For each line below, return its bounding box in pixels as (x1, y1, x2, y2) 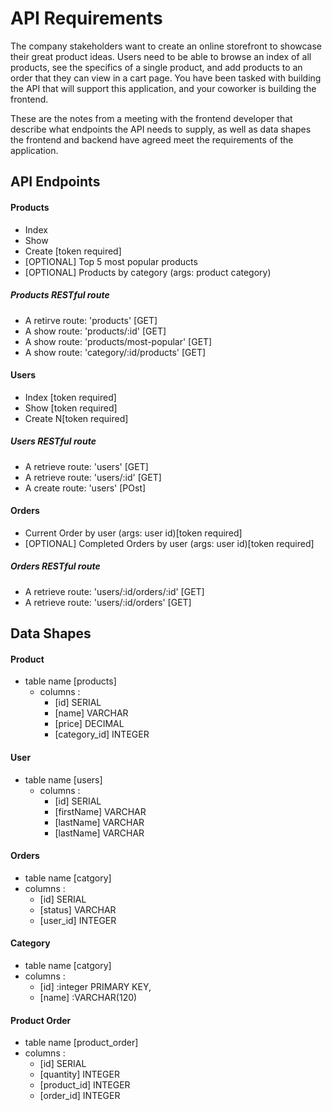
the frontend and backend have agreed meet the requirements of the (10, 133, 294, 146)
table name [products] (24, 675, 117, 687)
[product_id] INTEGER (39, 1079, 131, 1091)
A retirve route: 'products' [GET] (24, 314, 158, 326)
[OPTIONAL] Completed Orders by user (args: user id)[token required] (24, 537, 315, 549)
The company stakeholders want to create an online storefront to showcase (10, 40, 323, 52)
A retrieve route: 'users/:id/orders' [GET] (24, 596, 192, 608)
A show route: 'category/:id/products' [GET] (24, 346, 207, 358)
